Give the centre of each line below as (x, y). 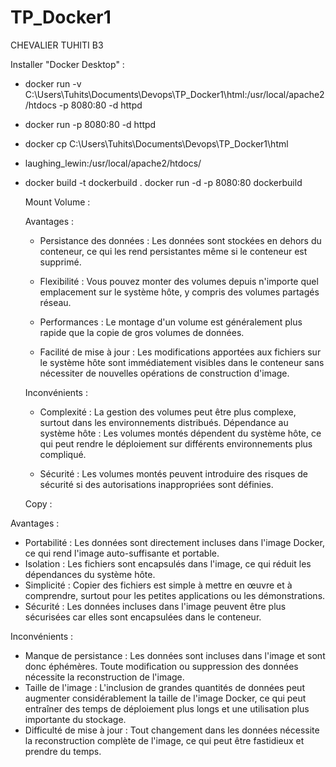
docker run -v (53, 83)
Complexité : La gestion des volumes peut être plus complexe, (168, 412)
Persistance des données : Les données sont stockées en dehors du (180, 240)
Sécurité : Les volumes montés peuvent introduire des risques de (173, 473)
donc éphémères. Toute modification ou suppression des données (161, 666)
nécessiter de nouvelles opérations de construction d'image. (164, 373)
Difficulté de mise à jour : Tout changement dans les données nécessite (172, 730)
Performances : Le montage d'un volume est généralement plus (171, 322)
